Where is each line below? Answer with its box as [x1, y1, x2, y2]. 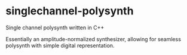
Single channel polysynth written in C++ [5, 24, 105, 31]
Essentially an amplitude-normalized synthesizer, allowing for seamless [5, 35, 182, 42]
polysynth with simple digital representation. [5, 42, 115, 49]
